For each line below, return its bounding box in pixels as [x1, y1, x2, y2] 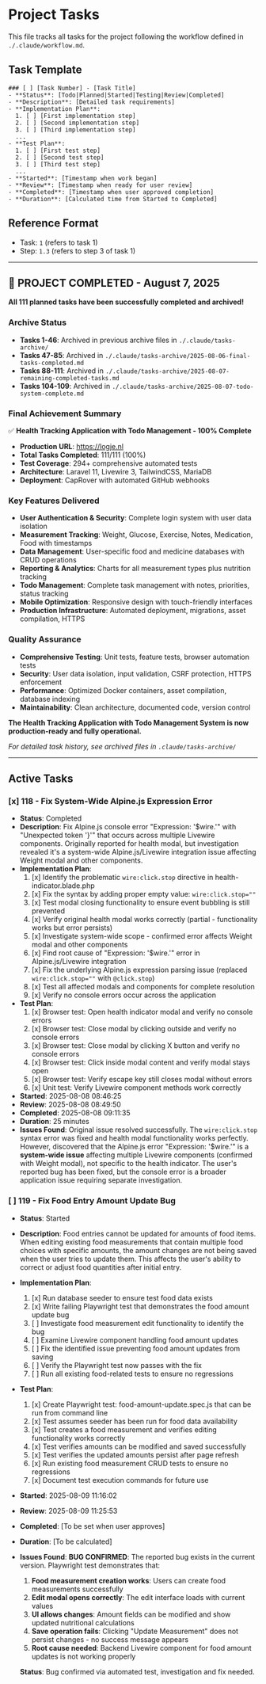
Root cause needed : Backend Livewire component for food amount [31, 1643, 252, 1652]
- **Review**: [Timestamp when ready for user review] [8, 181, 193, 189]
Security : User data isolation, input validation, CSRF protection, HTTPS [19, 669, 252, 678]
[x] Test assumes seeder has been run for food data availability [31, 1416, 237, 1426]
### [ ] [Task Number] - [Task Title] [8, 84, 136, 92]
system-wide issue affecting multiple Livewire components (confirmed [19, 1150, 253, 1160]
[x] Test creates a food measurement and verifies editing [31, 1424, 218, 1434]
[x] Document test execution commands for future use [31, 1475, 209, 1484]
